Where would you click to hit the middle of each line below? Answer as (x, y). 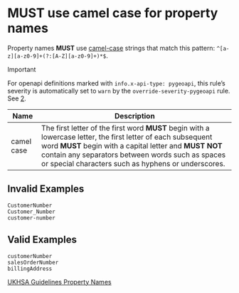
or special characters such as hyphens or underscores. (133, 163)
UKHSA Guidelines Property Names (59, 282)
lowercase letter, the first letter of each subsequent (127, 137)
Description (134, 115)
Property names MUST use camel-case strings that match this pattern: (111, 48)
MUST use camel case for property (113, 13)
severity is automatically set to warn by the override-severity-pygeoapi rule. (119, 91)
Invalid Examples (46, 189)
